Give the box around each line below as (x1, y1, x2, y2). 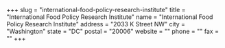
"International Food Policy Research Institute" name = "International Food (6, 13, 213, 21)
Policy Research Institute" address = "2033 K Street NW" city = (6, 20, 186, 28)
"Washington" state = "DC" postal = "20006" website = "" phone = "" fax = (6, 27, 219, 35)
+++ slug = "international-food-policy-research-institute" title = (6, 6, 186, 14)
